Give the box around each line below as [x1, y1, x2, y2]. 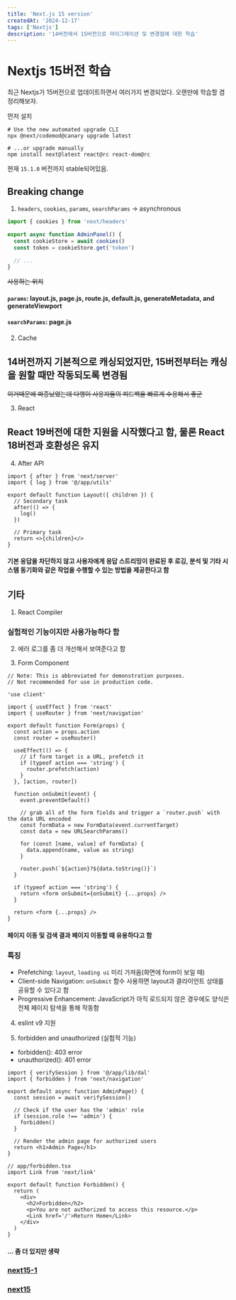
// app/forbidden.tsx [7, 1163, 72, 1170]
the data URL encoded [7, 816, 72, 823]
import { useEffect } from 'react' [7, 703, 113, 711]
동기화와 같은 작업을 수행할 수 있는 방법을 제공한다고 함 [20, 566, 169, 575]
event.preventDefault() [20, 797, 91, 804]
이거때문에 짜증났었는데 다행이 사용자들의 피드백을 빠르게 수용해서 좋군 [7, 389, 203, 398]
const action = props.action [13, 728, 100, 736]
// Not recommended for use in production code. [7, 678, 154, 686]
